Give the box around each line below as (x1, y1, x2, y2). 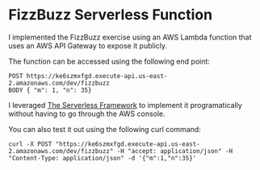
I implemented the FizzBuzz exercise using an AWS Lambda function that (8, 32, 252, 42)
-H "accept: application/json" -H (116, 147, 233, 155)
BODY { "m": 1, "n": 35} (8, 86, 92, 94)
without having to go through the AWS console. (8, 109, 166, 118)
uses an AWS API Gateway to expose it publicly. (8, 40, 168, 50)
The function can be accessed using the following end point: (8, 56, 210, 66)
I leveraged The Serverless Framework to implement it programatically (8, 100, 242, 110)
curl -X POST (8, 139, 52, 148)
